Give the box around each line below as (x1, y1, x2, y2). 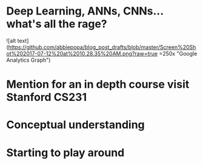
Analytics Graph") (6, 56, 51, 63)
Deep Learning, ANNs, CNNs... (6, 4, 164, 18)
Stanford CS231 (6, 91, 87, 104)
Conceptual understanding (6, 118, 145, 132)
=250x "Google (159, 50, 198, 57)
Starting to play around (6, 146, 125, 160)
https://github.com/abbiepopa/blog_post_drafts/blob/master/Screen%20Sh (8, 44, 196, 51)
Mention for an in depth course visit (6, 77, 190, 91)
